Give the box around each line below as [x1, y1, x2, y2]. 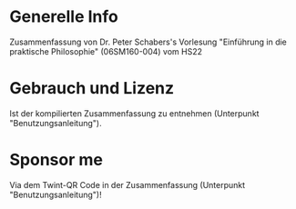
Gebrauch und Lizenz [9, 78, 175, 99]
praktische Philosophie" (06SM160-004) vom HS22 [9, 45, 203, 56]
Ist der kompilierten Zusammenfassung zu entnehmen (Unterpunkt [9, 107, 260, 119]
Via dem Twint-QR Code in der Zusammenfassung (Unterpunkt [9, 179, 246, 190]
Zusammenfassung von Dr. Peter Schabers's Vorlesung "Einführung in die [9, 36, 287, 47]
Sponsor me [9, 150, 103, 170]
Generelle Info [9, 6, 118, 27]
